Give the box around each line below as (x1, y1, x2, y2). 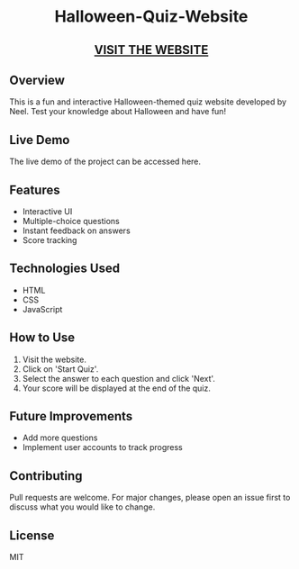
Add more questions (22, 432, 98, 443)
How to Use (9, 330, 76, 346)
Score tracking (22, 235, 77, 246)
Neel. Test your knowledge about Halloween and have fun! (9, 106, 227, 117)
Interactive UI (22, 206, 73, 217)
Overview (9, 72, 66, 87)
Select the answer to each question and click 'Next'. (22, 373, 216, 384)
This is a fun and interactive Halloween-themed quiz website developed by (9, 96, 286, 107)
